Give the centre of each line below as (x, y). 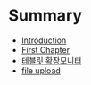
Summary (45, 16)
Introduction (44, 40)
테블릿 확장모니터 (51, 60)
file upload (41, 70)
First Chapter (45, 49)
